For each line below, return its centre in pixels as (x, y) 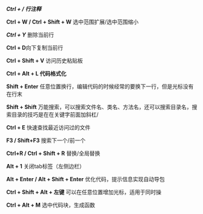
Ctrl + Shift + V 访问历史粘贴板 (45, 60)
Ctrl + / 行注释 (24, 9)
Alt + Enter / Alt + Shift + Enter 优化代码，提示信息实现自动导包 (85, 179)
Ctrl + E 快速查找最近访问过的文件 (48, 127)
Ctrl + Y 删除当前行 (30, 35)
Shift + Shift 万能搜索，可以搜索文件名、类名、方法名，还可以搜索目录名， (99, 107)
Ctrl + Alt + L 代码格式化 (36, 74)
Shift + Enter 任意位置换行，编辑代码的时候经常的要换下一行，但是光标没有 (100, 86)
